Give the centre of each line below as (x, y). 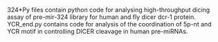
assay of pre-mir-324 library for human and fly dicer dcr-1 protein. (101, 17)
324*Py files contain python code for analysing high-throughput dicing (109, 10)
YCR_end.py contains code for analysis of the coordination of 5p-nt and (110, 24)
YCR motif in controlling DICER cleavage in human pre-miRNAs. (98, 31)
